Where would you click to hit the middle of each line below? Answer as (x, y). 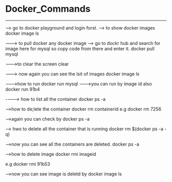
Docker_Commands (48, 9)
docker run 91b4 (23, 89)
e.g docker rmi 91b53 (28, 164)
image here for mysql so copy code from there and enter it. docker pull (80, 49)
